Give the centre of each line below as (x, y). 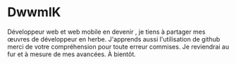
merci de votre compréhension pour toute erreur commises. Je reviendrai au (118, 46)
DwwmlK (34, 12)
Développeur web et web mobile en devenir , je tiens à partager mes (106, 32)
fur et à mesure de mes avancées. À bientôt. (72, 54)
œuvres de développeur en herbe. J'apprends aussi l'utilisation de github (114, 39)
